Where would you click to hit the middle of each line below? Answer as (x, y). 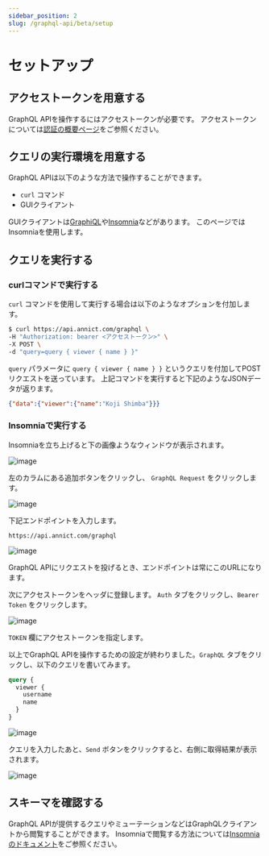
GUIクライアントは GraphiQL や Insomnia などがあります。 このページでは (127, 222)
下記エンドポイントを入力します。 (64, 520)
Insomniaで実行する (48, 426)
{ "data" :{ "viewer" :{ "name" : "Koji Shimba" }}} (84, 404)
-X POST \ (25, 344)
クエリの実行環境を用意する (77, 157)
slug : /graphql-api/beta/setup (61, 23)
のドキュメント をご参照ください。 (65, 844)
